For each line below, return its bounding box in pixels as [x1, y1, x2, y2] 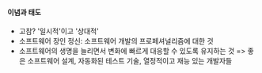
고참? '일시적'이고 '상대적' [18, 26, 100, 36]
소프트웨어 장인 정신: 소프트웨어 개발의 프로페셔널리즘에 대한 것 [18, 36, 215, 46]
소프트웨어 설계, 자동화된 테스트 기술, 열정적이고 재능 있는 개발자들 [27, 56, 233, 66]
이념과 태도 [7, 7, 41, 17]
